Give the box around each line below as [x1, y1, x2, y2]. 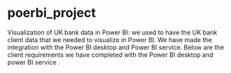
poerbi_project [7, 5, 96, 21]
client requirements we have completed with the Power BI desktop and [7, 51, 214, 59]
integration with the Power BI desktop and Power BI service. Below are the [7, 43, 225, 51]
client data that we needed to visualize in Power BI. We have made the [7, 35, 213, 44]
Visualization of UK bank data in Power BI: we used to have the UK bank [7, 28, 218, 36]
